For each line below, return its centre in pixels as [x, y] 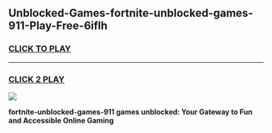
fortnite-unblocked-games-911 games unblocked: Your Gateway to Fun [131, 111]
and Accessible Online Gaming [61, 120]
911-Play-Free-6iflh [58, 26]
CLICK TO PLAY [40, 49]
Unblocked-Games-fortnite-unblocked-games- [131, 13]
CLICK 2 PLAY [36, 79]
